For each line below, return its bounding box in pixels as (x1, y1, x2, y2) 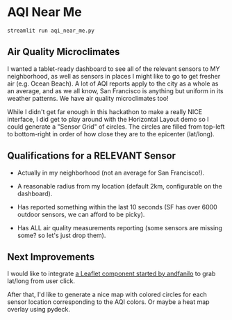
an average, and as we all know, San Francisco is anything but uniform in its (7, 86, 224, 95)
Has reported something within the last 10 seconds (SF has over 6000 (17, 202, 217, 211)
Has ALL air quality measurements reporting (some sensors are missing (17, 223, 222, 232)
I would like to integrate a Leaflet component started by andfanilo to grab (7, 269, 216, 278)
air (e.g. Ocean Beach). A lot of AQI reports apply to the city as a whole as (7, 79, 219, 88)
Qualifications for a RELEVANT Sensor (7, 150, 176, 162)
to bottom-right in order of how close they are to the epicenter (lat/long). (7, 129, 215, 138)
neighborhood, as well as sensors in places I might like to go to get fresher (7, 72, 221, 80)
